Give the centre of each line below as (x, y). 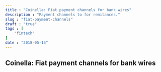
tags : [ (14, 29)
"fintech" (25, 33)
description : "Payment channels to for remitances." (63, 15)
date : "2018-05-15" (27, 43)
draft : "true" (21, 24)
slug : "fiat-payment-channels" (39, 19)
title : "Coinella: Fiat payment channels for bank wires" (68, 10)
